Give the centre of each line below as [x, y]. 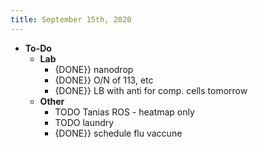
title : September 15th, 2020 [71, 19]
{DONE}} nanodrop [94, 69]
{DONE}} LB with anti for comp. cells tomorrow [151, 90]
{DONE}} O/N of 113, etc [104, 80]
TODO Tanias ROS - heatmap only [124, 112]
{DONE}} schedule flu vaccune [118, 133]
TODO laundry [84, 122]
